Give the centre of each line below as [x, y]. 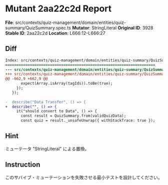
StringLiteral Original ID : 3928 [122, 27]
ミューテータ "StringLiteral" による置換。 [47, 149]
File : [10, 22]
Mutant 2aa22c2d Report [58, 9]
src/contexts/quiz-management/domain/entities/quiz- [71, 22]
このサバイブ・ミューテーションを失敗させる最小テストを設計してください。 [84, 177]
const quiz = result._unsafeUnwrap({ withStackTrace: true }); [88, 121]
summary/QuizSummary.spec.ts [38, 27]
